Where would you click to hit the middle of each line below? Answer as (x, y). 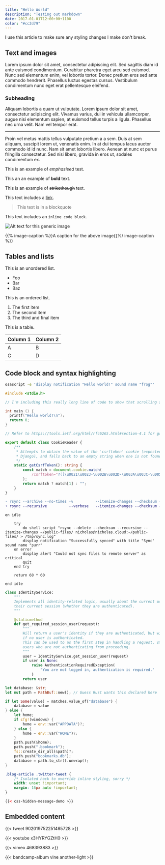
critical (14, 558)
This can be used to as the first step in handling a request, (89, 642)
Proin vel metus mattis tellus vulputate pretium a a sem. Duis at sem (74, 139)
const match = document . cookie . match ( (62, 470)
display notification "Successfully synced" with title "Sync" (89, 541)
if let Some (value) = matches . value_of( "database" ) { (61, 701)
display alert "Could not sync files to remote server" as (84, 554)
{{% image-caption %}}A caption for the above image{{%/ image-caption (80, 236)
